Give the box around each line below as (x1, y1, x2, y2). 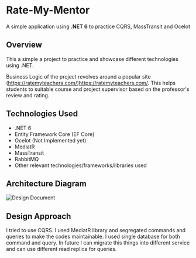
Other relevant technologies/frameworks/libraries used (14, 162, 147, 169)
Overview (6, 40, 43, 50)
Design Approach (6, 211, 71, 221)
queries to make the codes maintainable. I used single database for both (6, 233, 180, 240)
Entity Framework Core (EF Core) (14, 130, 95, 138)
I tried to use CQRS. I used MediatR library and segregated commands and (6, 227, 186, 234)
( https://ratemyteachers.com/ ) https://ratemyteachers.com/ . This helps (6, 79, 176, 86)
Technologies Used (6, 109, 78, 119)
